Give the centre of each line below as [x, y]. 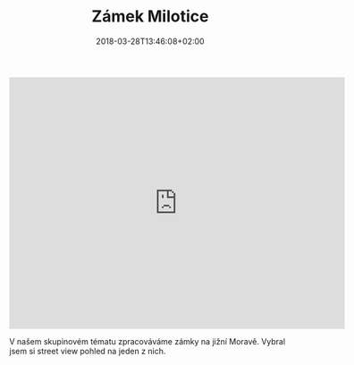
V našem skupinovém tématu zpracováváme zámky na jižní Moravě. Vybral [147, 341]
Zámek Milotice [150, 17]
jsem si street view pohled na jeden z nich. [88, 351]
